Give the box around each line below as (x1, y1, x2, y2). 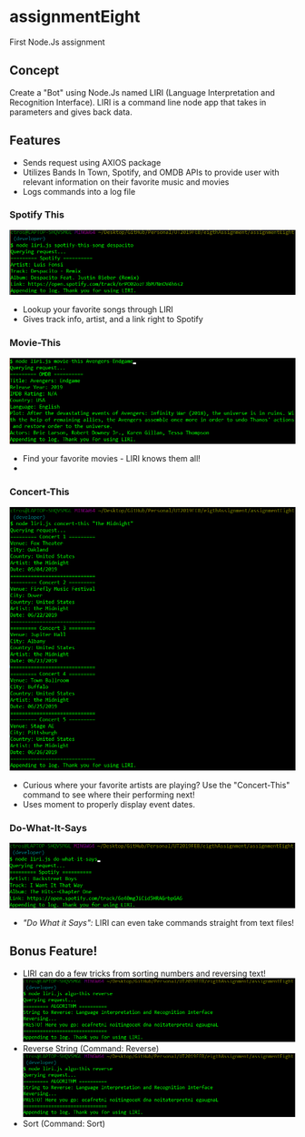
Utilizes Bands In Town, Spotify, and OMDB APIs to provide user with (22, 167, 280, 178)
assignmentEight (9, 6, 141, 27)
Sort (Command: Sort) (22, 1118, 106, 1129)
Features (9, 133, 61, 148)
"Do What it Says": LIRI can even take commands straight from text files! (22, 917, 295, 928)
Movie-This (9, 337, 62, 350)
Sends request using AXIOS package (22, 157, 162, 168)
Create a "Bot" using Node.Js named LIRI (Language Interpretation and (9, 86, 275, 97)
